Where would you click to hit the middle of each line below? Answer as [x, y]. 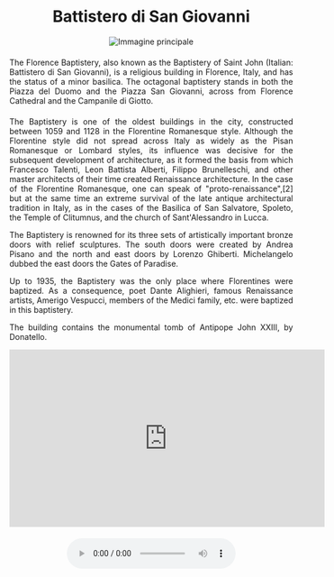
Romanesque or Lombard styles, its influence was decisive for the [151, 150]
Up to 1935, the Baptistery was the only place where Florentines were [151, 280]
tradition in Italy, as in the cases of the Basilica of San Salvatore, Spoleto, [151, 207]
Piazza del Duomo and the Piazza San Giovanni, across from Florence [151, 91]
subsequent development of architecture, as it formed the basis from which [151, 160]
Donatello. [28, 336]
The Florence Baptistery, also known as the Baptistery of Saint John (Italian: [151, 62]
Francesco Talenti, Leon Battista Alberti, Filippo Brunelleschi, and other [151, 169]
